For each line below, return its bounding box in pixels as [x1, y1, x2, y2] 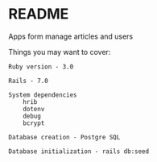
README [8, 5, 69, 23]
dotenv [23, 105, 45, 113]
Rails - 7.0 [8, 77, 48, 85]
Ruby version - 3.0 [8, 62, 74, 71]
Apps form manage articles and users [8, 31, 134, 41]
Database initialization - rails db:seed [8, 147, 150, 156]
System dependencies [8, 90, 78, 99]
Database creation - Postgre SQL [8, 133, 121, 141]
